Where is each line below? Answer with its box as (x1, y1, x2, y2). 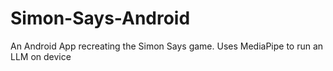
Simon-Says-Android (10, 7, 191, 30)
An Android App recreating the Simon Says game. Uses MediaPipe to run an (10, 40, 324, 52)
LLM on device (10, 50, 72, 62)
